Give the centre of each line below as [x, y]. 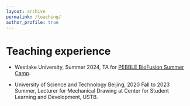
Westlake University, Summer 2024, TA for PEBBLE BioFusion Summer [99, 67]
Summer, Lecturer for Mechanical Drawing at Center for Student [92, 91]
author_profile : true [32, 22]
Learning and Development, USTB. [56, 97]
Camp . [23, 73]
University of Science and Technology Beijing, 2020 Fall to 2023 [92, 84]
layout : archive [26, 11]
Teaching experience [58, 51]
